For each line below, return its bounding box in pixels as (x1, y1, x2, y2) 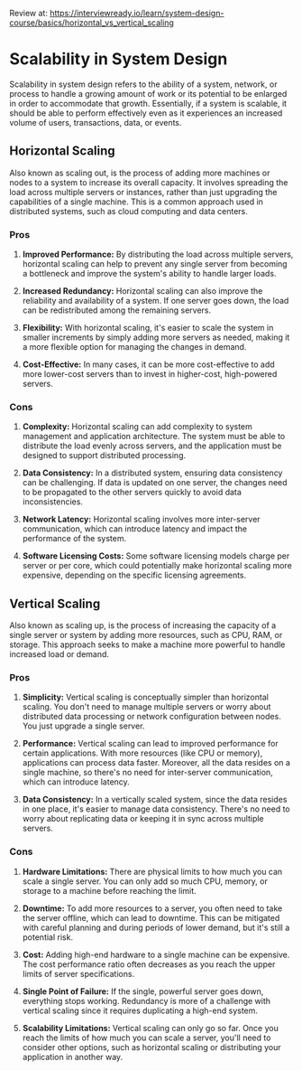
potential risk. (22, 931, 74, 943)
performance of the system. (22, 533, 127, 544)
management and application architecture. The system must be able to (22, 431, 286, 442)
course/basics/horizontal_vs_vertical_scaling (9, 17, 174, 28)
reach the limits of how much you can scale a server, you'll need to (22, 1032, 271, 1043)
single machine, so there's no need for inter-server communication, (22, 767, 273, 778)
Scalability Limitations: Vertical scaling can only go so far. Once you (22, 1022, 279, 1033)
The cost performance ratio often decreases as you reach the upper (22, 958, 276, 970)
